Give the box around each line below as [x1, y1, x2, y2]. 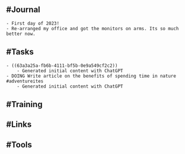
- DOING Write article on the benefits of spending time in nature [6, 73, 177, 79]
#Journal [6, 5, 40, 15]
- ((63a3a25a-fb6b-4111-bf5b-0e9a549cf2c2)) [6, 62, 118, 69]
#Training [6, 100, 43, 110]
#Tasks [6, 47, 34, 57]
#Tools [6, 139, 33, 150]
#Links [6, 120, 32, 130]
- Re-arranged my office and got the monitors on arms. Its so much [6, 25, 179, 31]
